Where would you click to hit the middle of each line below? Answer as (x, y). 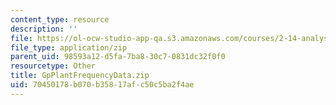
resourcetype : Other (53, 66)
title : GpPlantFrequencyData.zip (80, 76)
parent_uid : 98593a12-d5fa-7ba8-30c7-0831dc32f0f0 (118, 57)
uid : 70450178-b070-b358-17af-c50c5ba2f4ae (102, 85)
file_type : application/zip (69, 47)
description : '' (44, 29)
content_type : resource (60, 19)
